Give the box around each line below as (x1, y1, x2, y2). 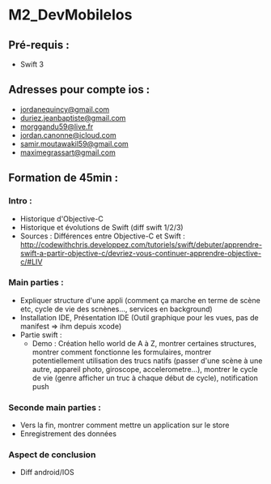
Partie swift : (19, 330, 62, 340)
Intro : (8, 195, 32, 207)
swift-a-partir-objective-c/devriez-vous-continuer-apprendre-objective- (19, 248, 261, 258)
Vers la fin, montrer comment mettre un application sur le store (19, 420, 230, 430)
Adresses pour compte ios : (8, 83, 150, 96)
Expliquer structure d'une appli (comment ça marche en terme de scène (19, 295, 260, 305)
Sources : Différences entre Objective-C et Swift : (19, 231, 186, 241)
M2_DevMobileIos (8, 6, 133, 24)
